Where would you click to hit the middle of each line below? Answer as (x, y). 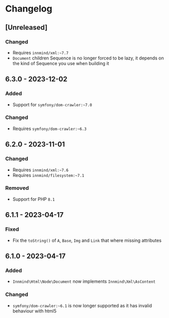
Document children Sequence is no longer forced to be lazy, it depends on (88, 58)
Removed (17, 188)
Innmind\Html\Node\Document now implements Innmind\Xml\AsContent (84, 281)
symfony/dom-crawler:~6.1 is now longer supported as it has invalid (82, 305)
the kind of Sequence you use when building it (61, 63)
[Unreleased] (26, 27)
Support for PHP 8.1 (34, 199)
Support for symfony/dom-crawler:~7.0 (52, 104)
